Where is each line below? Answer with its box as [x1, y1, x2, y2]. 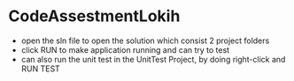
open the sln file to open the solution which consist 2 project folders [20, 35, 270, 46]
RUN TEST [20, 63, 61, 74]
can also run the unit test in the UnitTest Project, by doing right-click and [20, 54, 286, 64]
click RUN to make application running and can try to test [20, 44, 230, 55]
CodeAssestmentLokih [8, 6, 181, 26]
